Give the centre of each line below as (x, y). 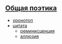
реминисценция (37, 31)
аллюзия (29, 36)
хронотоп (23, 20)
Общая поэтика (31, 8)
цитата (20, 25)
